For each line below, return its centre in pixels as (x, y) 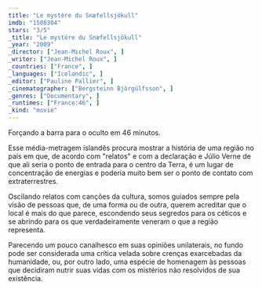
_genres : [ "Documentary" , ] (54, 96)
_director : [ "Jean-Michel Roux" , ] (66, 52)
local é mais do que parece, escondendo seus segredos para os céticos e (127, 213)
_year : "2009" (31, 45)
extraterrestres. (33, 181)
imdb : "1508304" (35, 23)
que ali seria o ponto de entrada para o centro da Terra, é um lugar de (121, 165)
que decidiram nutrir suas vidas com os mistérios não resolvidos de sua (124, 270)
